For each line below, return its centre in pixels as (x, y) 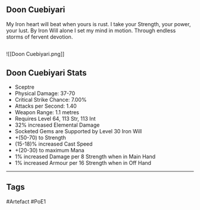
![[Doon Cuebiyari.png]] (35, 54)
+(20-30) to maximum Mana (49, 151)
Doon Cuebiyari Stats (46, 73)
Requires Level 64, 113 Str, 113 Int (55, 119)
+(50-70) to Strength (40, 138)
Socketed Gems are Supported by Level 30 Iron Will (78, 131)
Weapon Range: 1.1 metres (47, 112)
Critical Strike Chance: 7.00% (51, 100)
